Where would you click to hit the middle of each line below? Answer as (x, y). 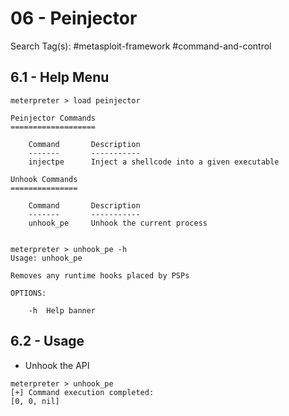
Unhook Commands (44, 179)
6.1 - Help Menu (60, 77)
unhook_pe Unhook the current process (118, 223)
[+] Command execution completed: (82, 392)
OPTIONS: (28, 293)
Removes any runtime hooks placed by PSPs (100, 275)
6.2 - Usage (47, 341)
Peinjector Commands (53, 118)
